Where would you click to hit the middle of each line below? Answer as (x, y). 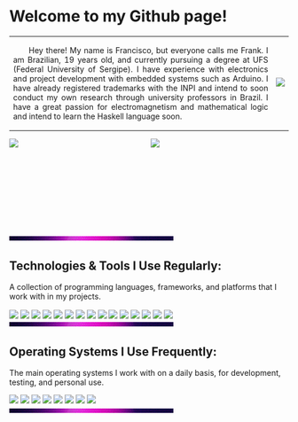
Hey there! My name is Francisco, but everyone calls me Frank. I (149, 50)
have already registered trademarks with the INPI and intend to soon (141, 88)
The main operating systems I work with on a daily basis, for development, (145, 372)
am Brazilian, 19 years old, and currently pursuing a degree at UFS (141, 59)
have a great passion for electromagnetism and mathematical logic (141, 106)
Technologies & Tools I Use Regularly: (115, 266)
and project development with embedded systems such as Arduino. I (141, 78)
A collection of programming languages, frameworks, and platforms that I (143, 287)
